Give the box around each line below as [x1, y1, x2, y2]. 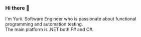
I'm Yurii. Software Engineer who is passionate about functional [5, 16, 136, 22]
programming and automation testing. [5, 21, 83, 27]
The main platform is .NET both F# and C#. [5, 26, 94, 32]
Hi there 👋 [5, 4, 30, 11]
